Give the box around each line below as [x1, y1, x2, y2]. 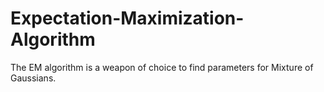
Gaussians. [10, 72, 57, 84]
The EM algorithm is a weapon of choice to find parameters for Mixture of [10, 61, 314, 73]
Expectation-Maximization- [10, 7, 245, 30]
